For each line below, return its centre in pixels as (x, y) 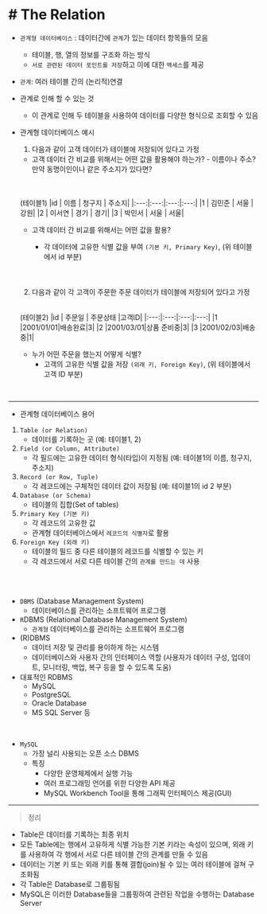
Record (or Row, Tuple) (59, 477)
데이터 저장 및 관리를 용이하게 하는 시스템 (95, 647)
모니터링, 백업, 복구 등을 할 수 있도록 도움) (107, 667)
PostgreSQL (51, 694)
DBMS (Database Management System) (82, 601)
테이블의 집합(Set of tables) (75, 504)
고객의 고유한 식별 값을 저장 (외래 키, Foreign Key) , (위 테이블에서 (147, 364)
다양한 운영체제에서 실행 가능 (88, 773)
